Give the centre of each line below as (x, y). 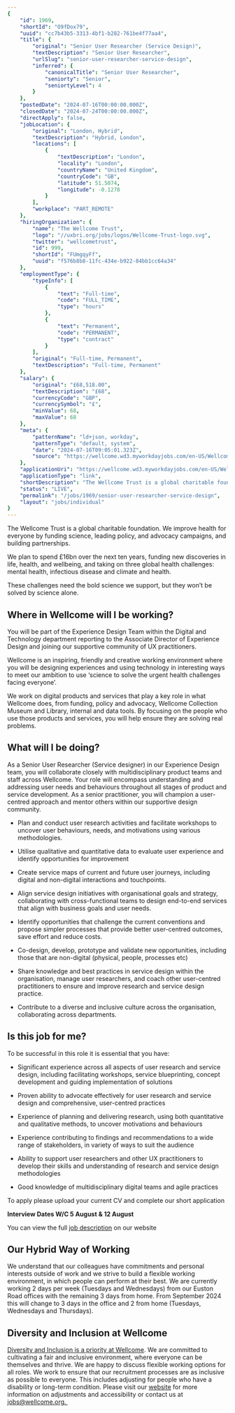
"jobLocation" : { (45, 124)
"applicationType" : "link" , (60, 476)
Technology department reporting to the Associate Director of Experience (114, 639)
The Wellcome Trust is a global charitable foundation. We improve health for (117, 529)
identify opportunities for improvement (73, 858)
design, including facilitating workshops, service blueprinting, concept (119, 1074)
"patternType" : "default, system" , (84, 443)
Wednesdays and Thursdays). (50, 1311)
